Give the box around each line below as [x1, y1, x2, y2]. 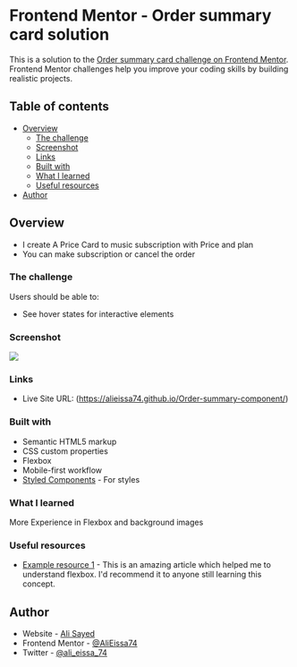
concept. [21, 578, 55, 589]
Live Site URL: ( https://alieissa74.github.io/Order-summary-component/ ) [21, 393, 289, 404]
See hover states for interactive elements [21, 308, 174, 319]
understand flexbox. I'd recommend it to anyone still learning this [21, 569, 262, 580]
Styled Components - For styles [21, 474, 140, 484]
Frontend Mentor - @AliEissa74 [21, 637, 138, 649]
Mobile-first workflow [21, 465, 103, 475]
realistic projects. [9, 73, 73, 83]
